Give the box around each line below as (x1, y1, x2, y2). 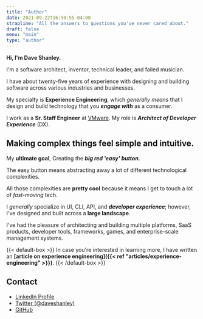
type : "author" (6, 37, 45, 43)
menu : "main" (6, 32, 40, 38)
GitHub (15, 306, 33, 313)
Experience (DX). (6, 121, 50, 128)
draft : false (6, 26, 40, 32)
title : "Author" (6, 9, 47, 15)
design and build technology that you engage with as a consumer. (6, 102, 173, 110)
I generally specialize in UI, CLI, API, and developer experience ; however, (6, 203, 191, 210)
